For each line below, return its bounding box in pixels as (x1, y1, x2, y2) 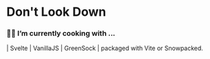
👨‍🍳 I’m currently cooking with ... (6, 29, 116, 38)
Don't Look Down (6, 4, 106, 20)
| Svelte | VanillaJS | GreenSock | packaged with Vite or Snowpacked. (6, 44, 204, 52)
